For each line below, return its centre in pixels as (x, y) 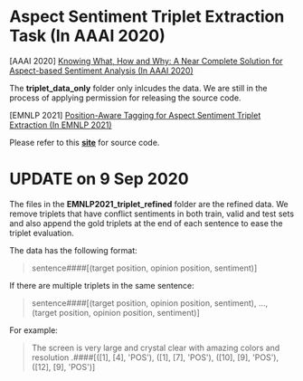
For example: (34, 330)
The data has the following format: (73, 250)
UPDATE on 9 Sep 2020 (99, 179)
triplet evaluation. (42, 233)
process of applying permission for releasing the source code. (125, 98)
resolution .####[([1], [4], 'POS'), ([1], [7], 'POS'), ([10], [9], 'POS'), (155, 357)
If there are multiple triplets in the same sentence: (102, 285)
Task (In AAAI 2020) (87, 36)
